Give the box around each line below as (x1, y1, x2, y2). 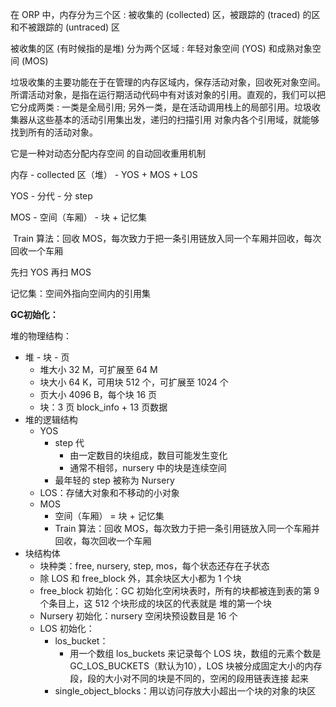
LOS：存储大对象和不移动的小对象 (39, 487, 180, 498)
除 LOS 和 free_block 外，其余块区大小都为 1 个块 (39, 573, 242, 584)
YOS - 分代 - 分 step (10, 190, 93, 202)
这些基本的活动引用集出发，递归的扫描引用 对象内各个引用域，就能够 (36, 114, 320, 125)
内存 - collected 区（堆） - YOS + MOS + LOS (10, 169, 198, 180)
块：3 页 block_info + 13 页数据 (39, 401, 168, 413)
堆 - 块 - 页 (24, 351, 70, 363)
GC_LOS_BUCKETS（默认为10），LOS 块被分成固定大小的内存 (69, 660, 323, 672)
